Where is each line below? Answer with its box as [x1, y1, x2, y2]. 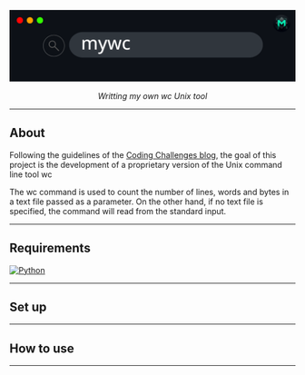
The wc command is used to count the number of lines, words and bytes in [9, 186, 290, 197]
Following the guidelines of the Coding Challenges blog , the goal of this [9, 149, 277, 160]
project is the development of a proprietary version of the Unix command [9, 159, 283, 170]
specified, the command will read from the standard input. [9, 205, 227, 216]
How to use [9, 340, 74, 356]
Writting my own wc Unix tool [97, 91, 208, 101]
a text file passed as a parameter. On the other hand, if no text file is [9, 196, 263, 207]
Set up [9, 300, 47, 315]
